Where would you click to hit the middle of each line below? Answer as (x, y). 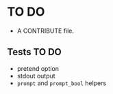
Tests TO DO (34, 52)
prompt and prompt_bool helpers (62, 83)
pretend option (38, 68)
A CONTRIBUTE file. (45, 31)
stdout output (36, 76)
